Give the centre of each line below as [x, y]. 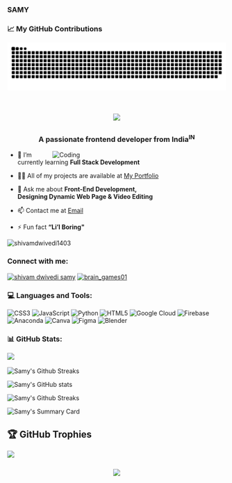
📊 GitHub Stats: [35, 339]
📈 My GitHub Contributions [55, 29]
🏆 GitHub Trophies [50, 434]
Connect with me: [38, 261]
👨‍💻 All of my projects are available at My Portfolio [88, 175]
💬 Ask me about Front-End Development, [77, 189]
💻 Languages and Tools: [50, 295]
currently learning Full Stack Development [78, 162]
